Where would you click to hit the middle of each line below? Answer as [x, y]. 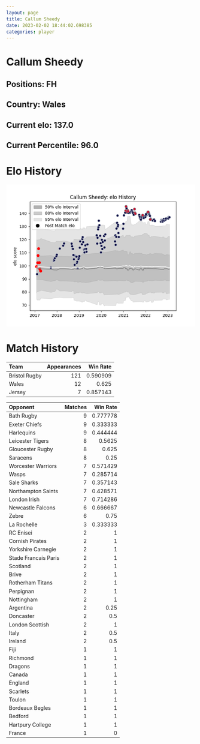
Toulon [17, 700]
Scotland [20, 566]
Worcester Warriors [33, 466]
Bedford [19, 716]
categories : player [31, 32]
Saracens [20, 457]
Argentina [21, 608]
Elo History [34, 171]
